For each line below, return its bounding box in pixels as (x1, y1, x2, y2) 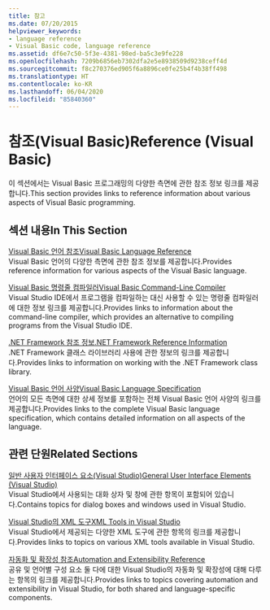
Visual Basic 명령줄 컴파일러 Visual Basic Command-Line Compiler (8, 282, 226, 292)
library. (8, 367, 33, 377)
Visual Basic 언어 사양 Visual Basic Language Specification (8, 384, 202, 393)
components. (8, 592, 53, 602)
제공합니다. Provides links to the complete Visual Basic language (8, 404, 220, 413)
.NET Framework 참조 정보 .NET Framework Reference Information (8, 338, 228, 346)
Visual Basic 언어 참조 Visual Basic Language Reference (8, 246, 192, 256)
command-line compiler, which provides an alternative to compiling (8, 312, 234, 321)
